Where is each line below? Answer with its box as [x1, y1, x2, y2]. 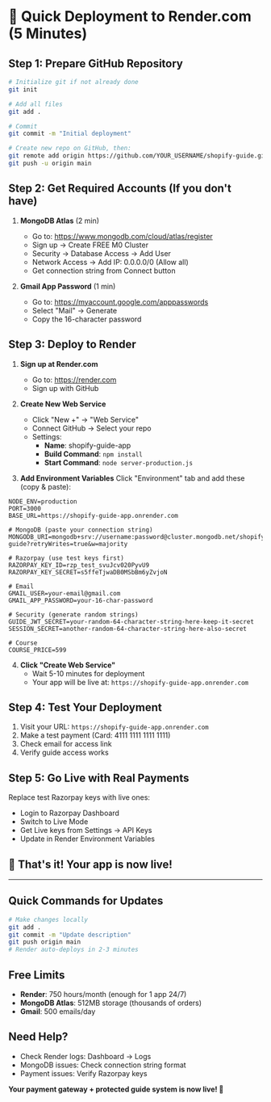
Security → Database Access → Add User [31, 248, 172, 258]
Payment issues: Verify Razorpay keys [19, 1068, 148, 1078]
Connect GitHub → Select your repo [31, 423, 152, 433]
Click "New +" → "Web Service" [31, 414, 140, 424]
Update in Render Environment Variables [19, 834, 156, 843]
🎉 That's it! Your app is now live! [8, 857, 173, 871]
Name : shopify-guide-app [44, 440, 131, 450]
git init [8, 85, 38, 94]
